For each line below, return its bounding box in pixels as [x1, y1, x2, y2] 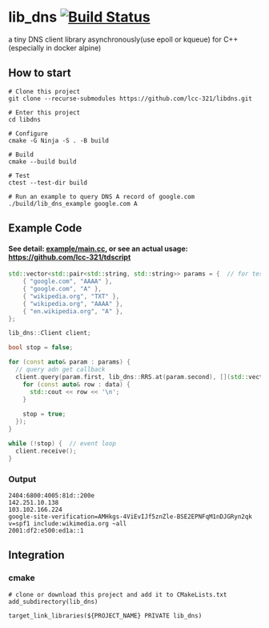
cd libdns [8, 115, 42, 123]
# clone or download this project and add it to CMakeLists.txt [8, 590, 227, 598]
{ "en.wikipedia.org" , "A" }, [22, 307, 124, 316]
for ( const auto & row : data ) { [22, 380, 130, 388]
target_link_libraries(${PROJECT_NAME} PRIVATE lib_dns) [8, 611, 203, 620]
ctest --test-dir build [8, 179, 88, 187]
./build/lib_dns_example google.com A [8, 199, 138, 207]
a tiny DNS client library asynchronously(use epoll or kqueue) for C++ [8, 34, 239, 44]
